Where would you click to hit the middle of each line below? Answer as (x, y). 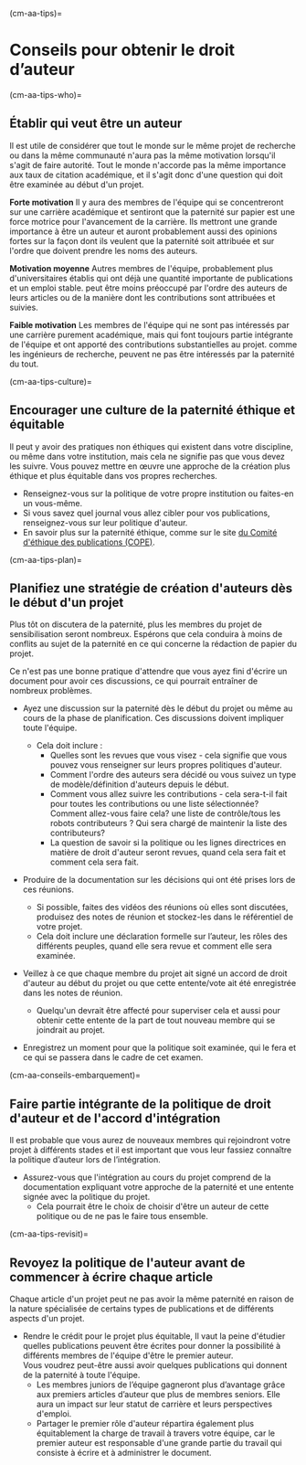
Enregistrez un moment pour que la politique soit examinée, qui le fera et (159, 1048)
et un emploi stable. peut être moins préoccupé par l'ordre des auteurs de (148, 288)
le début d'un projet (67, 602)
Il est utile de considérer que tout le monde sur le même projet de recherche (153, 145)
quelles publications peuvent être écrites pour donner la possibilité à (152, 1346)
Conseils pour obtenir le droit (122, 50)
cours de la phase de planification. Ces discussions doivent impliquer (153, 718)
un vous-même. (53, 503)
